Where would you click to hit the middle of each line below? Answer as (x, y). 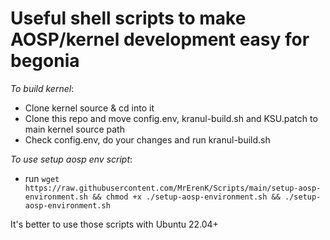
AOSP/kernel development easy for (160, 39)
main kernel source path (74, 129)
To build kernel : (42, 88)
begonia (45, 61)
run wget (42, 178)
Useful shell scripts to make (128, 18)
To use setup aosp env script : (71, 159)
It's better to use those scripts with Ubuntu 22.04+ (114, 224)
